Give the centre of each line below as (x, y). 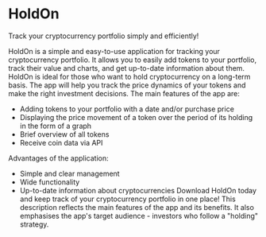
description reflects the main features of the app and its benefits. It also (137, 207)
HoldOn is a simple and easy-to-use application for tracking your (114, 51)
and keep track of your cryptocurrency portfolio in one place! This (127, 199)
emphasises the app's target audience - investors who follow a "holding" (139, 216)
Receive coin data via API (61, 142)
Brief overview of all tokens (64, 134)
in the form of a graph (56, 126)
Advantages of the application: (58, 158)
